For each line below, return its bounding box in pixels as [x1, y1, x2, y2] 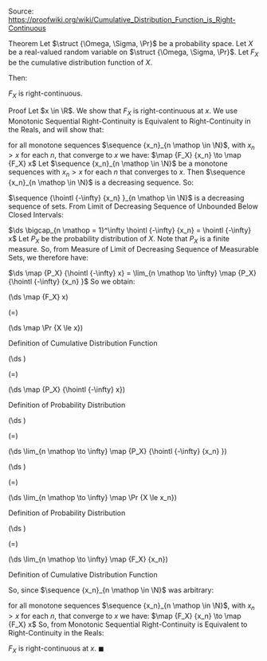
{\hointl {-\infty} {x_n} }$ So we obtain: [8, 276, 135, 286]
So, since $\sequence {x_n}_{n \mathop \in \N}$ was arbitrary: [8, 585, 214, 595]
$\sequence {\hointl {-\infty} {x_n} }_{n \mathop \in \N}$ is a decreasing [8, 194, 245, 203]
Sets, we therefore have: [8, 252, 89, 262]
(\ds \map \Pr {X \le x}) [8, 323, 84, 332]
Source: [8, 6, 34, 16]
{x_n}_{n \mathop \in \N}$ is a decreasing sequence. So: [8, 178, 194, 187]
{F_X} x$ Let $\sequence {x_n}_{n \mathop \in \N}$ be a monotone [8, 158, 229, 169]
